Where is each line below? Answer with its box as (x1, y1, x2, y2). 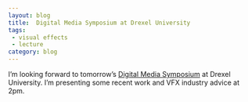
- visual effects (11, 33, 68, 42)
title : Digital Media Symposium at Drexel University (8, 19, 191, 27)
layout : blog (8, 11, 51, 20)
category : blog (8, 48, 58, 56)
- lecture (11, 41, 44, 49)
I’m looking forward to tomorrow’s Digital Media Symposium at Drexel (8, 70, 231, 78)
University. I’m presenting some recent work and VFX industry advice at (8, 78, 240, 87)
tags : (8, 26, 26, 34)
